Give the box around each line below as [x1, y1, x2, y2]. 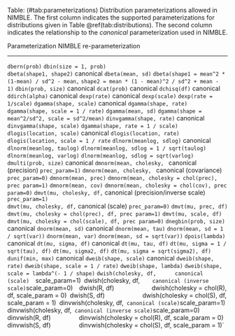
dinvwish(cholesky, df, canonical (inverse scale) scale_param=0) [7, 306, 200, 314]
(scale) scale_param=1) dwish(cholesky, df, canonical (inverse [7, 276, 209, 284]
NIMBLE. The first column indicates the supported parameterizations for [7, 13, 215, 22]
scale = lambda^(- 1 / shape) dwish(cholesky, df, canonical [7, 270, 204, 277]
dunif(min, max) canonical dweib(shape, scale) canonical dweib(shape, [7, 254, 215, 262]
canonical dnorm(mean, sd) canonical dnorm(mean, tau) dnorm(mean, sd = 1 [7, 224, 224, 232]
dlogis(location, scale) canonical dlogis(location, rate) [7, 129, 180, 137]
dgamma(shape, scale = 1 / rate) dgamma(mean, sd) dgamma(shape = [7, 108, 202, 115]
